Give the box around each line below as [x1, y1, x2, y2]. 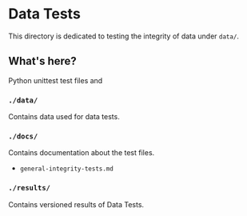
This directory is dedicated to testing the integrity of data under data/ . [8, 31, 240, 41]
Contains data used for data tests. [8, 112, 120, 122]
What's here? [8, 54, 78, 68]
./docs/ [8, 131, 38, 141]
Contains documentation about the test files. [8, 148, 155, 158]
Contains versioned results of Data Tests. [8, 199, 145, 209]
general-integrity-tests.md [19, 165, 114, 173]
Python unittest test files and [8, 75, 103, 85]
